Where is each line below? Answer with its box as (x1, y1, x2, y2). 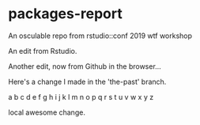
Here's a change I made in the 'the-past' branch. (8, 77, 167, 86)
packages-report (8, 5, 123, 23)
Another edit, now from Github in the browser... (8, 61, 162, 71)
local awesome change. (8, 108, 85, 117)
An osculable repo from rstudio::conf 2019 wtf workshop (8, 31, 192, 40)
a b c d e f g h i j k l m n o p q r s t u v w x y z (8, 92, 154, 101)
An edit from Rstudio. (8, 46, 77, 55)
